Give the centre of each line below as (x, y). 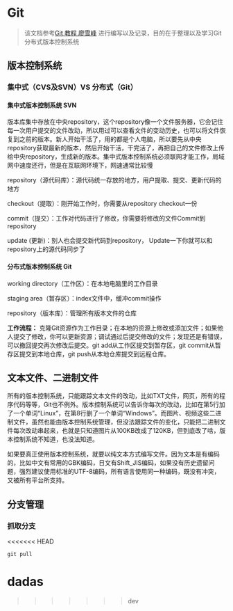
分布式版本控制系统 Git (40, 267)
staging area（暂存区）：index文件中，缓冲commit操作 (84, 298)
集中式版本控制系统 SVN (42, 105)
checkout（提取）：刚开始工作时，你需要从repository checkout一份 (102, 204)
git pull (20, 555)
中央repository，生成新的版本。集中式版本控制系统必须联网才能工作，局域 (119, 157)
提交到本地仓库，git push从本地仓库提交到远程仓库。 (95, 354)
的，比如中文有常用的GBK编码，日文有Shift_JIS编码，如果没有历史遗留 (108, 463)
